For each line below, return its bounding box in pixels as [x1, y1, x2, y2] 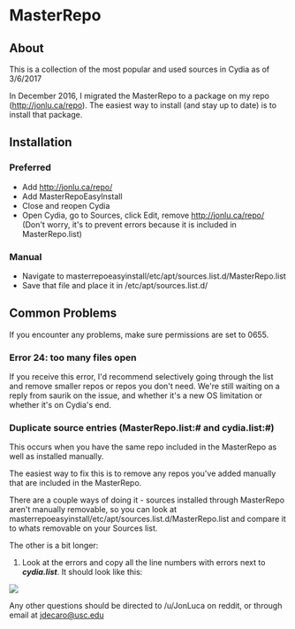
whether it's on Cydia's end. [9, 400, 112, 410]
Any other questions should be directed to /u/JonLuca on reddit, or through [9, 601, 283, 611]
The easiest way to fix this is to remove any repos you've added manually [9, 468, 276, 479]
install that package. [9, 110, 83, 119]
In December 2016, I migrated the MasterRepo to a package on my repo [9, 90, 269, 101]
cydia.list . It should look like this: [21, 567, 143, 578]
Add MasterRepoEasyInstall [21, 191, 123, 202]
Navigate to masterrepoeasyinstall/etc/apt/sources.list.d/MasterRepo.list [21, 271, 287, 281]
